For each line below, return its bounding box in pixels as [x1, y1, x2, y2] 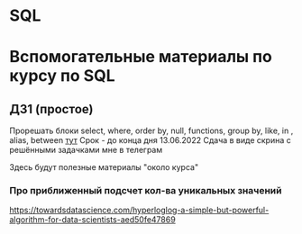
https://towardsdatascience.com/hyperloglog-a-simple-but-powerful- [9, 204, 270, 216]
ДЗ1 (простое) [9, 101, 94, 117]
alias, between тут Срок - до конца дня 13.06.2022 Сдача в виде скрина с [9, 135, 291, 146]
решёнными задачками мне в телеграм [9, 145, 163, 156]
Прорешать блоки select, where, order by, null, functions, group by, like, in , [9, 125, 294, 136]
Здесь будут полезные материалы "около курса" [9, 162, 199, 173]
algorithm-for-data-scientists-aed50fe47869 [9, 214, 176, 225]
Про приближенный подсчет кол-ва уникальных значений [9, 184, 282, 197]
